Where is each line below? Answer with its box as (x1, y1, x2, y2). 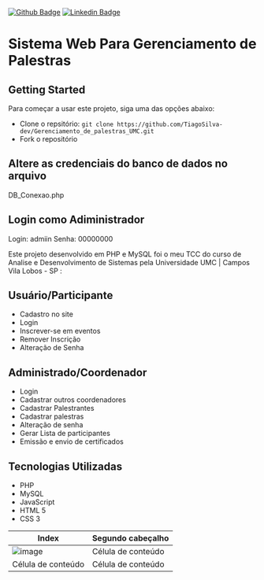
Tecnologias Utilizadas (8, 460, 123, 473)
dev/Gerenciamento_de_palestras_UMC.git (19, 127, 154, 135)
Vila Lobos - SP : (8, 266, 63, 275)
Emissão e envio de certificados (19, 437, 124, 446)
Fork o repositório (19, 135, 78, 143)
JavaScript (19, 497, 55, 507)
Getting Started (8, 83, 86, 96)
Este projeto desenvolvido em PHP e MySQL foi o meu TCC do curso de (8, 249, 242, 259)
